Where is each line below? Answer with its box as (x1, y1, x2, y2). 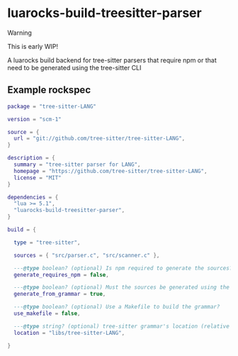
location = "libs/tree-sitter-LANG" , (13, 329, 125, 336)
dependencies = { (7, 194, 59, 201)
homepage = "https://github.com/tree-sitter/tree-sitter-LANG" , (13, 167, 208, 174)
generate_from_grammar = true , (13, 291, 106, 298)
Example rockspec (7, 84, 91, 96)
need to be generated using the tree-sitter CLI (7, 63, 142, 72)
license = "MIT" (13, 174, 62, 182)
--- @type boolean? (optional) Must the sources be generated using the (13, 284, 230, 291)
